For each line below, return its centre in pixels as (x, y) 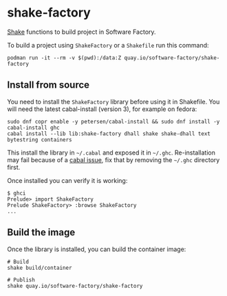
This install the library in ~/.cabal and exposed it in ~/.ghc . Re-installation (111, 152)
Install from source (48, 85)
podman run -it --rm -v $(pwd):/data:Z (64, 58)
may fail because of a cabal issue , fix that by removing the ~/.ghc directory (113, 159)
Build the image (41, 233)
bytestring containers (40, 139)
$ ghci (17, 193)
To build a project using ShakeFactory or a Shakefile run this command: (108, 45)
